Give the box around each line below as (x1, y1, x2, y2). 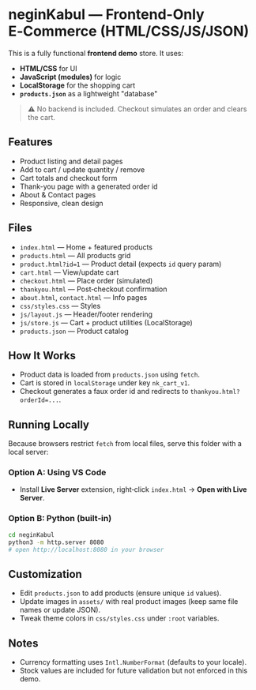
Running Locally (8, 418, 89, 431)
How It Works (8, 349, 77, 362)
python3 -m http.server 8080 (8, 538, 104, 546)
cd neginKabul (8, 531, 55, 538)
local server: (8, 448, 49, 457)
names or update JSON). (19, 606, 101, 615)
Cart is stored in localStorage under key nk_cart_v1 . (19, 378, 190, 388)
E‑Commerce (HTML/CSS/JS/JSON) (8, 22, 250, 40)
